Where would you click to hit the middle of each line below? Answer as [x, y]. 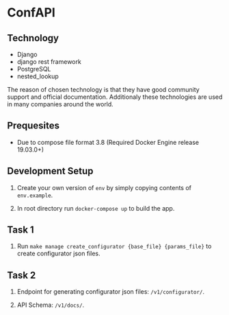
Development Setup [50, 171]
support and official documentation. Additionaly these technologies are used [115, 97]
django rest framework [49, 62]
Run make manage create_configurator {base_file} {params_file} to [114, 246]
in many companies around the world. [60, 104]
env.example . [35, 195]
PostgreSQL [34, 69]
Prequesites [33, 126]
